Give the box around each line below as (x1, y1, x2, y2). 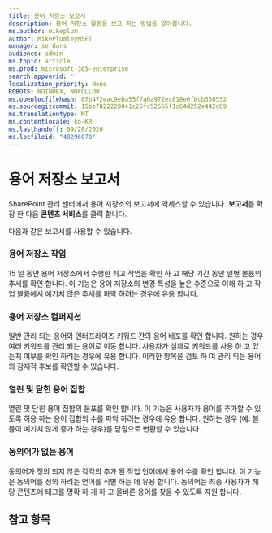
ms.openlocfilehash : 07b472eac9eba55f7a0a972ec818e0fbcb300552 (8, 95, 227, 103)
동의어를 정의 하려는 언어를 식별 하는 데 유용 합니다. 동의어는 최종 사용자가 (16, 476, 251, 486)
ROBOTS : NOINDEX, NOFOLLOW (8, 87, 100, 96)
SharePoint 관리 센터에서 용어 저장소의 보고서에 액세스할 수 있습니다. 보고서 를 (8, 198, 255, 208)
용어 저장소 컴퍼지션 (8, 310, 82, 322)
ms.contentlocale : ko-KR (8, 118, 93, 126)
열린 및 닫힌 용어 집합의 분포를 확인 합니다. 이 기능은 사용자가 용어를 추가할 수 (8, 404, 253, 414)
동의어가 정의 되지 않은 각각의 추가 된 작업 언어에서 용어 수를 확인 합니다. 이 (8, 466, 246, 476)
